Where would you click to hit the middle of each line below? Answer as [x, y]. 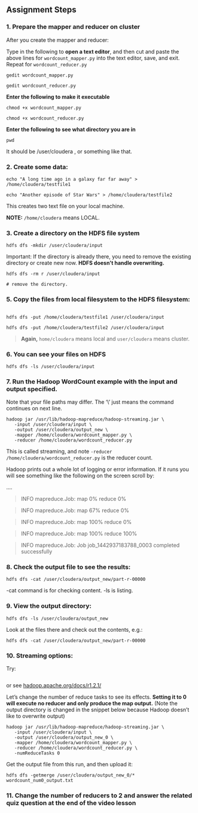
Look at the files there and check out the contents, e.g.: [74, 629]
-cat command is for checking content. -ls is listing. [70, 590]
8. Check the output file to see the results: [68, 567]
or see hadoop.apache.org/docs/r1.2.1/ [54, 686]
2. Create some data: [37, 167]
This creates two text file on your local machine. [65, 206]
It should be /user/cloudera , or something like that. [69, 151]
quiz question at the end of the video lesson [71, 803]
